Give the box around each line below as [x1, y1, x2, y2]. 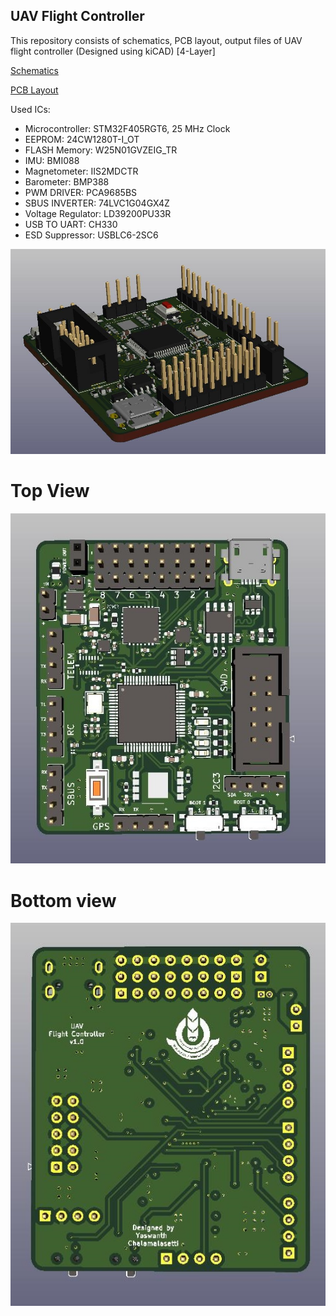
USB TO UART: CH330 [24, 218, 118, 230]
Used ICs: [10, 103, 51, 115]
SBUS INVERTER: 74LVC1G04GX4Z [24, 197, 170, 209]
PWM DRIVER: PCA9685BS [24, 186, 138, 198]
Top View [10, 480, 90, 503]
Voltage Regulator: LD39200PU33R [24, 207, 172, 219]
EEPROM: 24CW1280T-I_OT [24, 133, 140, 145]
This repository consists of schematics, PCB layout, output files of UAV [10, 34, 303, 46]
